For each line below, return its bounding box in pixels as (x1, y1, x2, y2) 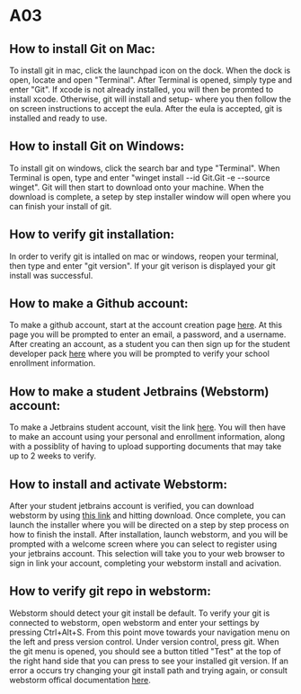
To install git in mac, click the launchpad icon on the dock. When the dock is (9, 65, 291, 76)
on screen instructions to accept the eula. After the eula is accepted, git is (9, 103, 283, 113)
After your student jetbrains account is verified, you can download (9, 501, 254, 512)
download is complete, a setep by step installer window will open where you (9, 191, 292, 202)
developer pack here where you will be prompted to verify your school (9, 348, 270, 360)
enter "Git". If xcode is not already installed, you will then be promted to (9, 85, 274, 94)
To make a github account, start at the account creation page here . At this (9, 320, 283, 331)
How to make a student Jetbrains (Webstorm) (9, 384, 270, 399)
